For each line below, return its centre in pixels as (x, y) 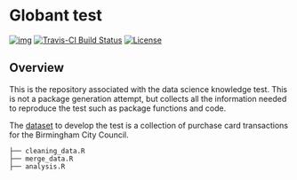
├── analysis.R (37, 166)
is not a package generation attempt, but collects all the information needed (148, 98)
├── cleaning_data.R (48, 151)
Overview (37, 68)
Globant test (56, 16)
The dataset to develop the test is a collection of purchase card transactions (149, 125)
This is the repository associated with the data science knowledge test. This (148, 89)
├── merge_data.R (41, 159)
